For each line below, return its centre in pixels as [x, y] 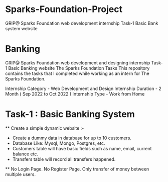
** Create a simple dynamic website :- [45, 128]
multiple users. [21, 174]
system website [21, 28]
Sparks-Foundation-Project [64, 9]
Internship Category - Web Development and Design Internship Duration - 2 [83, 88]
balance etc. [25, 154]
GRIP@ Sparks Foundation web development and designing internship [78, 63]
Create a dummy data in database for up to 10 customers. [72, 138]
